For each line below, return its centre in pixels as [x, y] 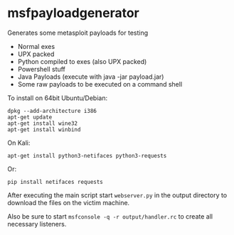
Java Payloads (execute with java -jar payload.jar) [91, 77]
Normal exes [36, 46]
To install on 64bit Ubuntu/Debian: [58, 98]
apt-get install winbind [44, 129]
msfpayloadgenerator [74, 13]
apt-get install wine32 [43, 123]
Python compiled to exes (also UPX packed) [82, 61]
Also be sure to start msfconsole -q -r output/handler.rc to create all [110, 216]
